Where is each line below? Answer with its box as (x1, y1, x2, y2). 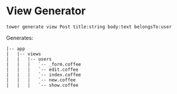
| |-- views (6, 51, 42, 57)
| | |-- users (6, 56, 52, 62)
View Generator (6, 4, 86, 18)
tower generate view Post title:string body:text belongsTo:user (6, 24, 172, 30)
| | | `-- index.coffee (6, 71, 82, 78)
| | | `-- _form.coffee (6, 61, 82, 67)
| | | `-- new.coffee (6, 77, 76, 83)
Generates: (6, 34, 34, 41)
